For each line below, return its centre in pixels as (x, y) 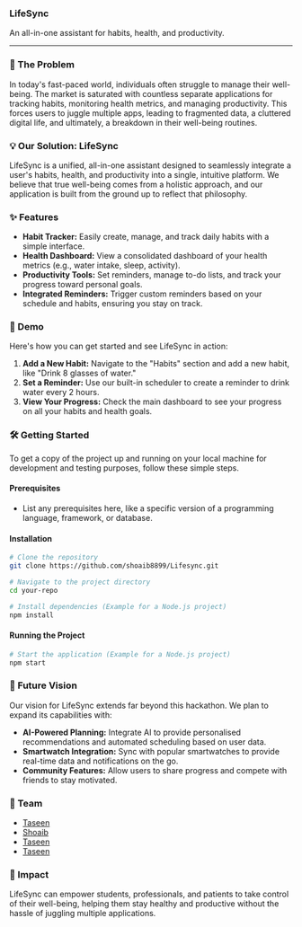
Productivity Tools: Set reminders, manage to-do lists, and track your (151, 275)
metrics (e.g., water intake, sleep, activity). (102, 265)
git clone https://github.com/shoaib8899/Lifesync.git (114, 566)
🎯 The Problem (42, 65)
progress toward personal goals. (82, 285)
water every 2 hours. (61, 393)
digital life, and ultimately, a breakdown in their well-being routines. (133, 122)
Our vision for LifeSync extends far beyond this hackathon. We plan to (139, 705)
